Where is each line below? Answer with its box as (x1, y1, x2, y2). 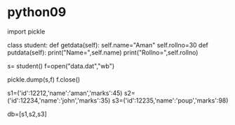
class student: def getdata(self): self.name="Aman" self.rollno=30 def (7, 41, 209, 49)
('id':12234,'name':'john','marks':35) (7, 96, 111, 105)
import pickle (7, 27, 46, 36)
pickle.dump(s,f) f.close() (7, 75, 81, 84)
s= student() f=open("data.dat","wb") (7, 61, 115, 70)
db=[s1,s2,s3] (7, 110, 47, 118)
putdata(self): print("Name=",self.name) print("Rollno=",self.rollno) (7, 48, 199, 57)
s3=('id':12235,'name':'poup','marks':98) (112, 96, 229, 105)
